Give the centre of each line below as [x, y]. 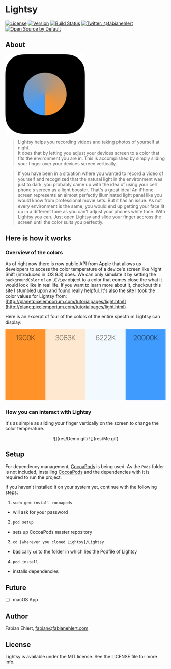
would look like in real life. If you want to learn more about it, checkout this [83, 285]
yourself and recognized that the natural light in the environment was [90, 179]
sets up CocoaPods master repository [52, 532]
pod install [25, 562]
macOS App [25, 600]
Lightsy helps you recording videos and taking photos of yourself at [89, 142]
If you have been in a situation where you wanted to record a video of [91, 173]
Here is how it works [38, 238]
